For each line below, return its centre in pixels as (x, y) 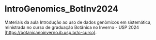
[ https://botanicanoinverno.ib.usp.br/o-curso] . (51, 32)
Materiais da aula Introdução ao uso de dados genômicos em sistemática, (78, 22)
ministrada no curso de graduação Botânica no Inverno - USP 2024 (72, 27)
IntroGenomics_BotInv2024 (62, 9)
